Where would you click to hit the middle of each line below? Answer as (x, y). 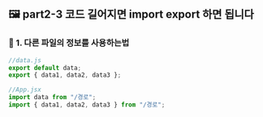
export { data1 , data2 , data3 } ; (65, 75)
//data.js (25, 60)
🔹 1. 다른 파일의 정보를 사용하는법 (69, 43)
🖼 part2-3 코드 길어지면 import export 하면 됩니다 (131, 15)
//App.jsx (25, 90)
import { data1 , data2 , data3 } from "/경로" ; (87, 105)
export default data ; (45, 68)
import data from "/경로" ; (52, 98)
